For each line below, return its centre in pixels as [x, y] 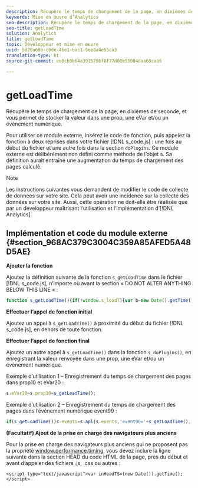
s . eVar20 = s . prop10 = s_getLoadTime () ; [51, 393]
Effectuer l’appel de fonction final [48, 341]
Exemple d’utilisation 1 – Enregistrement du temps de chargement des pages [99, 376]
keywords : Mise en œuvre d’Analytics [52, 17]
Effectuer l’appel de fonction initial [49, 312]
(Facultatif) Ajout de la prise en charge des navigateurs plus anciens [91, 433]
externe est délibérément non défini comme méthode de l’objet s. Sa [89, 154]
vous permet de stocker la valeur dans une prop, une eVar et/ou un [88, 118]
